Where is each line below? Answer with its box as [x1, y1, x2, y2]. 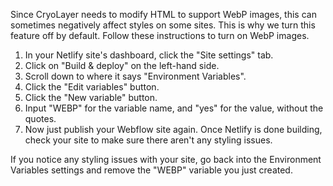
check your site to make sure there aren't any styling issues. [24, 134, 273, 146]
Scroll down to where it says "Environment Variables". [24, 70, 247, 82]
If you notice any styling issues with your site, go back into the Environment [10, 154, 322, 165]
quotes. [24, 113, 57, 124]
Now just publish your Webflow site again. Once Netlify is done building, [24, 124, 323, 135]
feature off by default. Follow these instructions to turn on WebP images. [10, 30, 310, 41]
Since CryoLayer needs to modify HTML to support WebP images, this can [10, 9, 317, 20]
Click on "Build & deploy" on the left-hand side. [24, 60, 220, 71]
